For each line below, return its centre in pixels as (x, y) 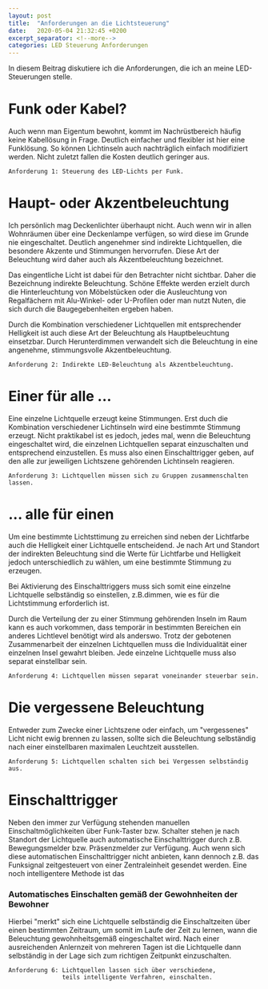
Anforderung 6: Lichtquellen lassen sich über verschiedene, (112, 971)
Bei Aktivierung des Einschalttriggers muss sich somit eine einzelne (120, 586)
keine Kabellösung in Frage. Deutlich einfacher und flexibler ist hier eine (127, 140)
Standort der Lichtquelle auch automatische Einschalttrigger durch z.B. (125, 839)
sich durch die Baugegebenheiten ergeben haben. (91, 309)
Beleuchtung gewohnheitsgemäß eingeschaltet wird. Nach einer (114, 939)
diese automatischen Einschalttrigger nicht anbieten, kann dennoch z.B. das (134, 856)
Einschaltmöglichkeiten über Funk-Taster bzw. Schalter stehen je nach (124, 830)
